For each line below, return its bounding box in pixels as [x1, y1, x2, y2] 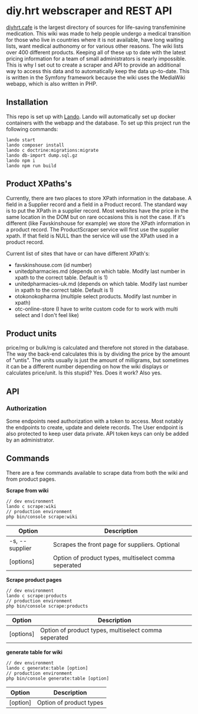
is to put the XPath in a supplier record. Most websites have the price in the [6, 207, 189, 214]
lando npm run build [6, 162, 57, 169]
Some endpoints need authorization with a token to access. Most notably [6, 418, 184, 425]
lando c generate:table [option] [6, 665, 88, 671]
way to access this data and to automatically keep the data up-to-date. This [6, 67, 190, 74]
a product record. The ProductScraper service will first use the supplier [6, 226, 180, 233]
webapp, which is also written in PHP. [6, 80, 98, 87]
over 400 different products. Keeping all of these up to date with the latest [6, 48, 186, 56]
